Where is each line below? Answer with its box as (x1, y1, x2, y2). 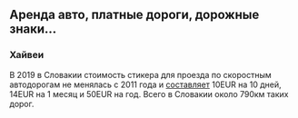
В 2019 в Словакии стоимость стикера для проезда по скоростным (9, 69, 273, 80)
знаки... (9, 22, 57, 37)
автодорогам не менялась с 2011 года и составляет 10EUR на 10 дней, (9, 79, 282, 90)
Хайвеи (9, 49, 45, 62)
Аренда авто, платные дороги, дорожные (9, 7, 260, 23)
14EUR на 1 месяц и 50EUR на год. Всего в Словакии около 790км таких (9, 88, 289, 99)
